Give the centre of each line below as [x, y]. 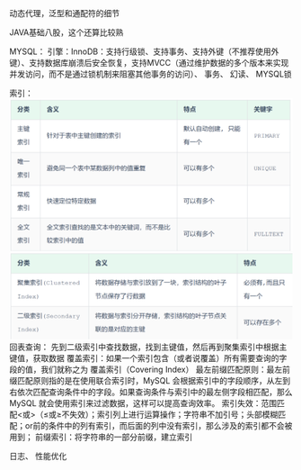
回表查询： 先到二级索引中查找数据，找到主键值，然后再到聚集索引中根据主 [148, 347]
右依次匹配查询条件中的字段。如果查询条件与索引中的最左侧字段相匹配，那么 [151, 392]
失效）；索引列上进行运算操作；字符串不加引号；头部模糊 [174, 415]
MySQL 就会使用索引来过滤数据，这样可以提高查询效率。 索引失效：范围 [143, 403]
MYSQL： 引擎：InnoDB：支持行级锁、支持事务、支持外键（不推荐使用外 [144, 51]
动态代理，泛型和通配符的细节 [64, 13]
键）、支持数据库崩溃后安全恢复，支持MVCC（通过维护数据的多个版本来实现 [149, 63]
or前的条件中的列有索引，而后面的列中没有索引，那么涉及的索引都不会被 [159, 426]
